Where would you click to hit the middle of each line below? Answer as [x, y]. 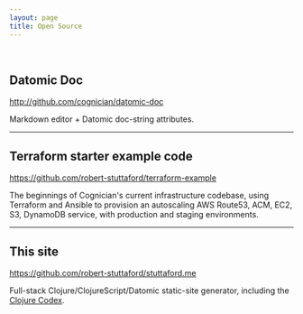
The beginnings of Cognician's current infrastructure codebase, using [139, 196]
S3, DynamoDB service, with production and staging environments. [134, 215]
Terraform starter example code [101, 156]
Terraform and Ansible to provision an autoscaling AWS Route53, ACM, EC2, [151, 205]
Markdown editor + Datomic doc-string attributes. [102, 119]
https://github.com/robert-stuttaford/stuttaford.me [103, 272]
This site [34, 251]
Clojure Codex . [37, 300]
